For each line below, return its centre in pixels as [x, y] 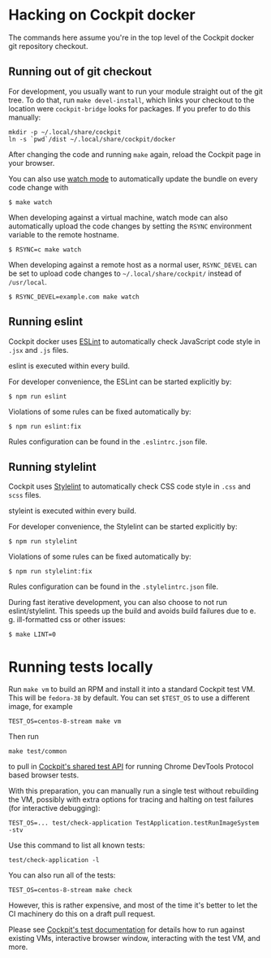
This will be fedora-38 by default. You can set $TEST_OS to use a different [129, 698]
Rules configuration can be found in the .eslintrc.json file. [108, 442]
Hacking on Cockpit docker [102, 15]
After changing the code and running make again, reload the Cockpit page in [135, 154]
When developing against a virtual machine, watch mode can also [118, 217]
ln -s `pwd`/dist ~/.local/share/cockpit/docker [92, 139]
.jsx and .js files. [39, 350]
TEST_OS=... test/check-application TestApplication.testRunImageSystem [134, 823]
